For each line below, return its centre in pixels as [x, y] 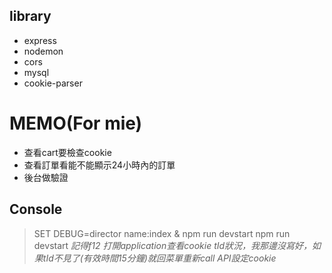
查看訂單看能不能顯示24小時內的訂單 [99, 165]
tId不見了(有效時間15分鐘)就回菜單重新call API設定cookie [159, 258]
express [40, 40]
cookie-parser [53, 83]
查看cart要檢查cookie [67, 152]
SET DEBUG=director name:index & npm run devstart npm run [162, 233]
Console [36, 209]
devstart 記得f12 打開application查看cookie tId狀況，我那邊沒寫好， [173, 245]
